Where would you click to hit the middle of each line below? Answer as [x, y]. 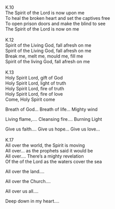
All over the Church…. [28, 181]
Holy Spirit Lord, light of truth [36, 83]
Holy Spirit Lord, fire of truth [35, 88]
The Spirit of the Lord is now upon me [45, 13]
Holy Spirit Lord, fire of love [34, 94]
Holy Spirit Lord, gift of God [34, 78]
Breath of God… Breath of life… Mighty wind [51, 109]
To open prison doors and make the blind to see [55, 23]
